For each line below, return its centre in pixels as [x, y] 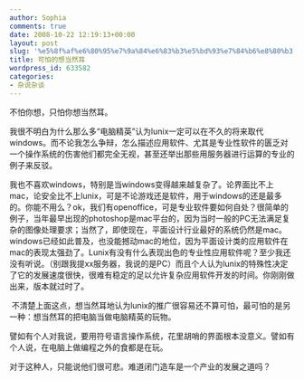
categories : [32, 77]
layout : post [34, 43]
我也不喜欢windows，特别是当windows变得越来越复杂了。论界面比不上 [142, 184]
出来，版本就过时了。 [49, 286]
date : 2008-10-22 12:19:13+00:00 [72, 34]
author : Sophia [38, 18]
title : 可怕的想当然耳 [47, 60]
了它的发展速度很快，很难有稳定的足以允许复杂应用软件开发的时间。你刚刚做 [152, 275]
